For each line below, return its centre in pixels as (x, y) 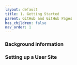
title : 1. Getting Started (32, 14)
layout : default (21, 9)
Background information (34, 44)
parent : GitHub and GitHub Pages (39, 18)
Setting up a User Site (31, 57)
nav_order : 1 (18, 27)
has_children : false (26, 23)
